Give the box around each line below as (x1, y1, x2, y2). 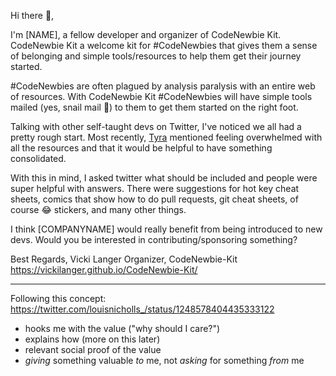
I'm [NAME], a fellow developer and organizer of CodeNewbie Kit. (10, 29, 282, 40)
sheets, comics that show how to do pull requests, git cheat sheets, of (10, 193, 299, 205)
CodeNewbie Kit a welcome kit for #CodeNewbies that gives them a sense (10, 40, 318, 51)
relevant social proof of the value (24, 344, 162, 355)
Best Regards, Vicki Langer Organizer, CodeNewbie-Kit (10, 253, 238, 265)
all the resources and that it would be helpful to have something (10, 142, 273, 154)
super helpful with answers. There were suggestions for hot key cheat (10, 183, 300, 194)
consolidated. (10, 153, 67, 164)
